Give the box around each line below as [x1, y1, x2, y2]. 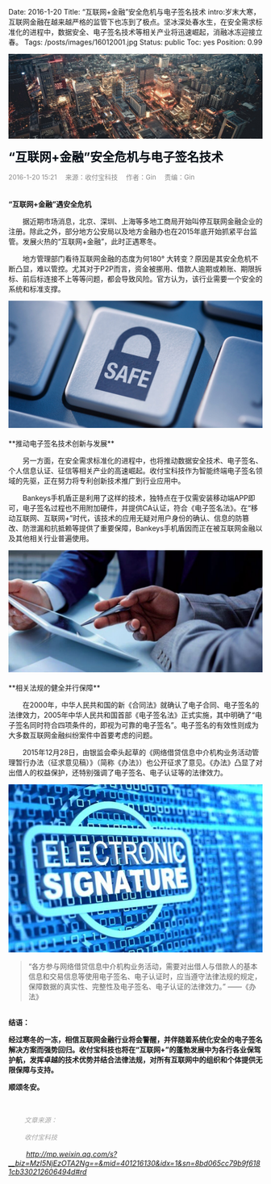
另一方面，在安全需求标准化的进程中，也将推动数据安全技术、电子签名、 [22, 456, 263, 465]
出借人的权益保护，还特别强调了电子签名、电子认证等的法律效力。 [8, 767, 227, 777]
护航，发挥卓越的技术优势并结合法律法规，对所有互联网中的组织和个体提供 [8, 1055, 256, 1064]
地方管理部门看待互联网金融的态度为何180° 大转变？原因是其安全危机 [22, 254, 252, 263]
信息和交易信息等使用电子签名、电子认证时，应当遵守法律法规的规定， [27, 972, 262, 981]
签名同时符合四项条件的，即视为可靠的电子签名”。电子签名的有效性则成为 [15, 720, 260, 729]
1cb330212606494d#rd [8, 1167, 87, 1177]
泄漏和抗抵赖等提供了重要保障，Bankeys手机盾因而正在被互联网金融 [29, 523, 256, 533]
